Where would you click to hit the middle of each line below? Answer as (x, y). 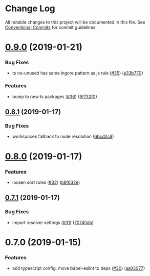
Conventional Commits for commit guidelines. (51, 27)
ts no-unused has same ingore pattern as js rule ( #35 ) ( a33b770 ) (77, 73)
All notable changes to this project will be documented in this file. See (75, 22)
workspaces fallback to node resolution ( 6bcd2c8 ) (63, 137)
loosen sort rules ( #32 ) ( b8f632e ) (46, 182)
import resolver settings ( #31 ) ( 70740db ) (53, 222)
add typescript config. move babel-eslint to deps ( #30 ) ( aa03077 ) (78, 268)
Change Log (30, 9)
